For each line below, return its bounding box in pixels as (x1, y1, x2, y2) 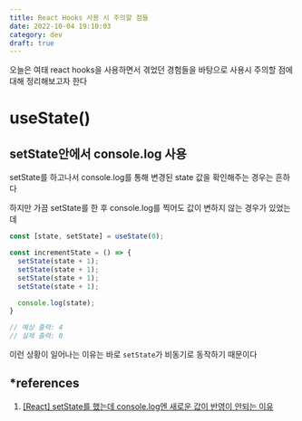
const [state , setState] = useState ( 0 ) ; (9, 232, 165, 241)
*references (9, 376, 80, 391)
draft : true (9, 38, 54, 48)
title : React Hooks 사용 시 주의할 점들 (9, 13, 150, 23)
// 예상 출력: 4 (9, 323, 63, 332)
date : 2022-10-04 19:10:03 (9, 22, 112, 31)
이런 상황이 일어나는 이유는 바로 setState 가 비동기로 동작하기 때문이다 (9, 349, 258, 359)
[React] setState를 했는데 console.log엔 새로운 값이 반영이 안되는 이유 (22, 400, 274, 412)
